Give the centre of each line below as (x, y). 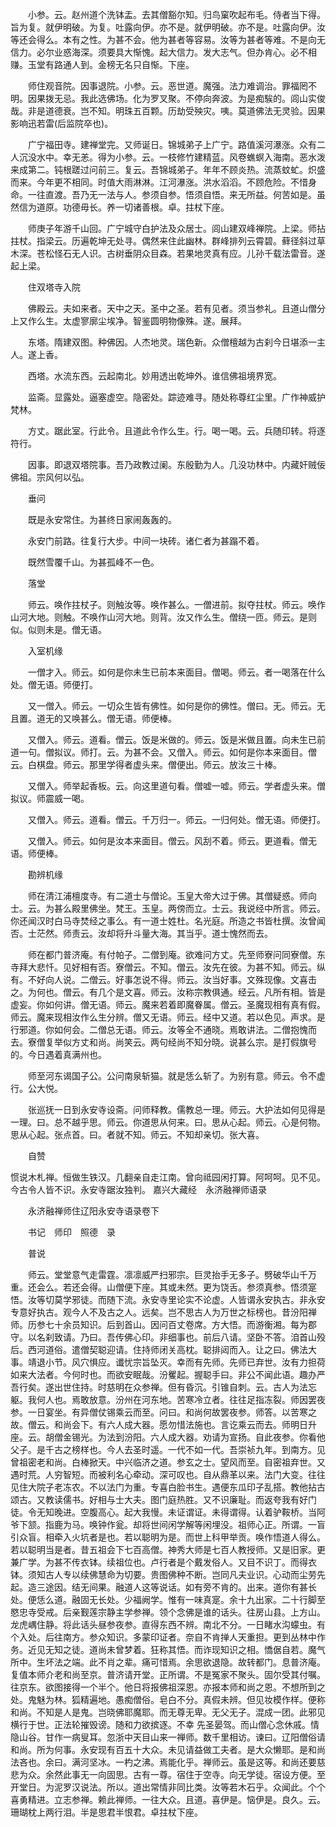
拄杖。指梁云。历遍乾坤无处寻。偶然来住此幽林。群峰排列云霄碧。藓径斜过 (163, 241)
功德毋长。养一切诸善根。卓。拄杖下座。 (146, 207)
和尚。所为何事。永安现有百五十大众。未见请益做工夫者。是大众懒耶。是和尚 (168, 1749)
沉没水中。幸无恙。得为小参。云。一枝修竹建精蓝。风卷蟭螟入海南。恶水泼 (172, 157)
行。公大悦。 (36, 1088)
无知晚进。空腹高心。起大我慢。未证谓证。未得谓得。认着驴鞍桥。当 (176, 1512)
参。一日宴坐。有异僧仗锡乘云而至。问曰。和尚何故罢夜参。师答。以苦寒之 (163, 1412)
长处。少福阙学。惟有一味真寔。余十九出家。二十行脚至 (211, 1599)
